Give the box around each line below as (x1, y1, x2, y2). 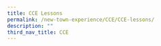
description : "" (7, 22, 53, 29)
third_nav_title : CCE (7, 28, 69, 36)
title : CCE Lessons (7, 9, 63, 17)
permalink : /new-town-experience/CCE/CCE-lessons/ (7, 16, 155, 23)
